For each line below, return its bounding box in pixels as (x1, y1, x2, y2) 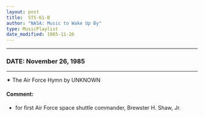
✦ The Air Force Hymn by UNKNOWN (6, 76, 101, 84)
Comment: (6, 90, 34, 98)
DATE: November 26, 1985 (6, 57, 85, 65)
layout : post (6, 8, 39, 15)
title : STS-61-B (6, 15, 50, 21)
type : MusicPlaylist (6, 25, 59, 32)
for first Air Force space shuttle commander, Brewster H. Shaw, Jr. (15, 104, 181, 111)
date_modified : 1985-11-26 (6, 32, 75, 38)
